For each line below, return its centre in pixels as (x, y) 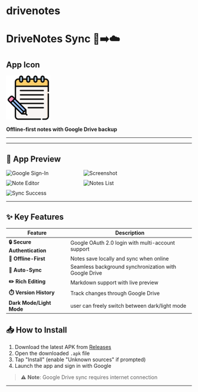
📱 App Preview (34, 159)
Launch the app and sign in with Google (63, 366)
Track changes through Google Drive (115, 294)
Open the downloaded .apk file (52, 353)
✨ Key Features (35, 217)
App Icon (23, 65)
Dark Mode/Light (30, 302)
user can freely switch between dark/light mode (128, 306)
